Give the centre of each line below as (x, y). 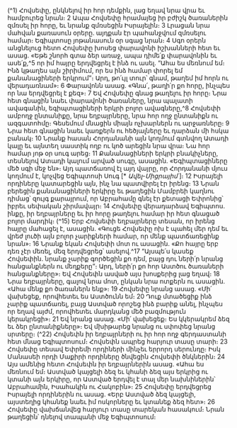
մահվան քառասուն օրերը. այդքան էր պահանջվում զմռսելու (107, 33)
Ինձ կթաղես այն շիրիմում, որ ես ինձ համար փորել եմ (95, 71)
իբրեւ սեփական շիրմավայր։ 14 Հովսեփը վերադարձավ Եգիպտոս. (116, 206)
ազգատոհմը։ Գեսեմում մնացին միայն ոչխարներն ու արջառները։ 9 (118, 123)
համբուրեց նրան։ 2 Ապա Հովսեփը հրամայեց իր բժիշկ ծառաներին (118, 18)
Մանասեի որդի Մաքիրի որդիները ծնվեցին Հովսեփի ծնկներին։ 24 (116, 356)
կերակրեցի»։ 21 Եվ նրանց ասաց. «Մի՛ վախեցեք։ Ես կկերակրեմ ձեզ (118, 319)
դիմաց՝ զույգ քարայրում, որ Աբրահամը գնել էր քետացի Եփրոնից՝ (116, 198)
